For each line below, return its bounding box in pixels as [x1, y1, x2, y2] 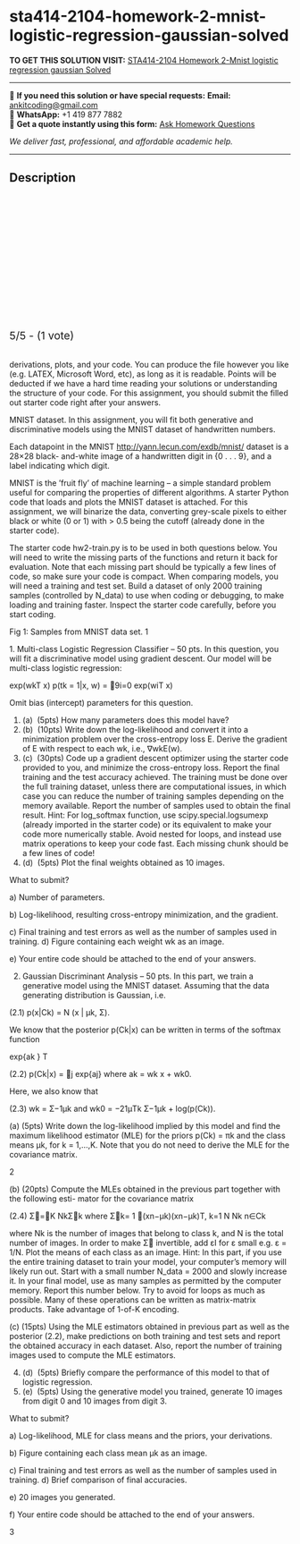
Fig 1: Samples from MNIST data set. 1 [9, 626, 149, 637]
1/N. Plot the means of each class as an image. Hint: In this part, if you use [9, 1246, 283, 1258]
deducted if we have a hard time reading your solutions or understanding [9, 378, 278, 388]
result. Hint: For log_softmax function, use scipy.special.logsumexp [21, 810, 269, 820]
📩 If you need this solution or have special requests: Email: [9, 89, 231, 100]
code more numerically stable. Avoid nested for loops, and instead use [21, 828, 282, 839]
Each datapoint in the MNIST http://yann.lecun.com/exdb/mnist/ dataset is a [9, 441, 289, 452]
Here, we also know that [9, 1085, 98, 1097]
